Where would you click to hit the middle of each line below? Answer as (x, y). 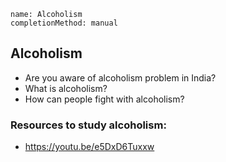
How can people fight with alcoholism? (104, 99)
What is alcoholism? (66, 88)
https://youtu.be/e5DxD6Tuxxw (89, 147)
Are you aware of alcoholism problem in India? (120, 77)
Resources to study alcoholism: (88, 125)
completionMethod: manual (64, 23)
